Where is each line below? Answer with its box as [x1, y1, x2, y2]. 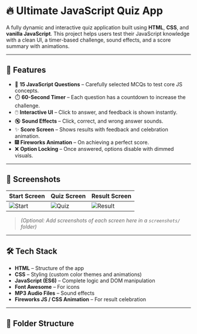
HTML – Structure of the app [14, 265, 84, 272]
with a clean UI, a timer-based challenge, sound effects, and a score [6, 36, 171, 43]
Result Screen [91, 192, 132, 200]
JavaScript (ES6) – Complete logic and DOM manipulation [14, 277, 155, 284]
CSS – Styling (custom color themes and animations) [14, 271, 142, 278]
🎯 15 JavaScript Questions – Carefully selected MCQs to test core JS [14, 80, 183, 87]
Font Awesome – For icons [14, 284, 80, 291]
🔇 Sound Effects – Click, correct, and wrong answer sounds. [14, 117, 164, 124]
